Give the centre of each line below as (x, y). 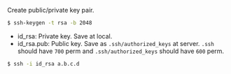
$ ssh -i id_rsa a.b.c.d (43, 64)
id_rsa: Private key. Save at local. (65, 36)
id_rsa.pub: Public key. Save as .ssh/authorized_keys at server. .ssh (116, 43)
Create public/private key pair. (51, 10)
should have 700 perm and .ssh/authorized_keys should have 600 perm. (121, 51)
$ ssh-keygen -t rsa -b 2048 (50, 23)
